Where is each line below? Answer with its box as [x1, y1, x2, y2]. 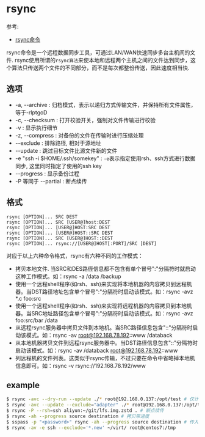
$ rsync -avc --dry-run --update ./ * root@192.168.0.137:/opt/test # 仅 [6, 396, 194, 402]
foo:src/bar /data [15, 317, 58, 324]
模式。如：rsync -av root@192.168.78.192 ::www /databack [26, 331, 173, 339]
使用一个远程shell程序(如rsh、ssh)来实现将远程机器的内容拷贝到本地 [15, 302, 187, 309]
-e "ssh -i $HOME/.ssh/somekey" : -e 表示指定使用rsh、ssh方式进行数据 [15, 155, 196, 162]
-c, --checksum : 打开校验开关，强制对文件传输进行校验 [15, 116, 156, 123]
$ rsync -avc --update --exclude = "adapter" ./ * [6, 402, 130, 408]
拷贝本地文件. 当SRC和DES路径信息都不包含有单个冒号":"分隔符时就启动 [15, 265, 196, 272]
